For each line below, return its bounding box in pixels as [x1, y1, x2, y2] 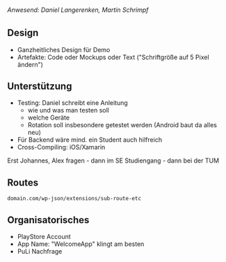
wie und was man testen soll [27, 106, 109, 115]
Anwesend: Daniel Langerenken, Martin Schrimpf [7, 6, 149, 14]
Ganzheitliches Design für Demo [17, 45, 111, 54]
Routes [7, 177, 39, 188]
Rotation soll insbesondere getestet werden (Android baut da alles [27, 121, 218, 129]
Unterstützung [7, 81, 72, 92]
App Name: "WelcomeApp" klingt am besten [17, 240, 145, 248]
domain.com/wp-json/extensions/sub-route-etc [7, 195, 141, 202]
